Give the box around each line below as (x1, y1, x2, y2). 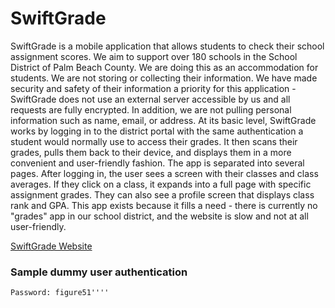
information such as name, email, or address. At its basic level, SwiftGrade (10, 114, 317, 126)
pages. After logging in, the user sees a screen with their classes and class (10, 167, 319, 179)
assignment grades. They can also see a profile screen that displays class (10, 188, 315, 201)
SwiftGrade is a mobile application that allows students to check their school (10, 40, 325, 52)
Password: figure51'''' (10, 288, 110, 298)
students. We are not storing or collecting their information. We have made (10, 72, 318, 84)
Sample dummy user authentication (10, 265, 188, 279)
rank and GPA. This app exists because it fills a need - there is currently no (10, 199, 318, 211)
